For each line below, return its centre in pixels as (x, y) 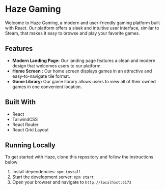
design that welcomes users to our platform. (57, 65)
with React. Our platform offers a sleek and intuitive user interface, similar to (82, 28)
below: (12, 162)
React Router (25, 125)
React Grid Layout (30, 129)
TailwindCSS (25, 119)
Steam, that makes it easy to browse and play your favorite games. (72, 33)
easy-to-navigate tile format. (41, 76)
